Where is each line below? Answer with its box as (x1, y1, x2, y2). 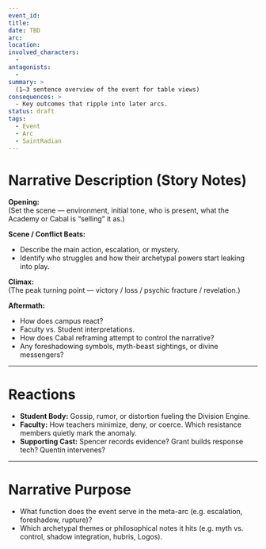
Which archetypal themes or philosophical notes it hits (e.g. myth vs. (19, 524, 244, 533)
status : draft (8, 108, 55, 116)
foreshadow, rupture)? (19, 515, 93, 524)
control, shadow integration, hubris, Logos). (19, 532, 163, 542)
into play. (19, 262, 50, 271)
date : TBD (8, 26, 41, 34)
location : (8, 41, 41, 49)
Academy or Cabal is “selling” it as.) (8, 214, 125, 224)
